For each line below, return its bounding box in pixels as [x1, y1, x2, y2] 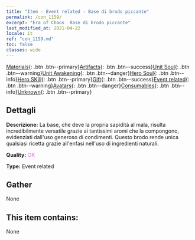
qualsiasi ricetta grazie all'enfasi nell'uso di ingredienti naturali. [6, 140, 159, 147]
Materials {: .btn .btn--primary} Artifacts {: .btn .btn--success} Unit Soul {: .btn [6, 63, 190, 70]
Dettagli [6, 106, 36, 116]
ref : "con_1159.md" [6, 36, 54, 42]
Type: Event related [6, 163, 54, 170]
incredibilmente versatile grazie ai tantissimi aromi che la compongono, [6, 127, 179, 134]
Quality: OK [6, 151, 35, 158]
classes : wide [6, 47, 41, 53]
